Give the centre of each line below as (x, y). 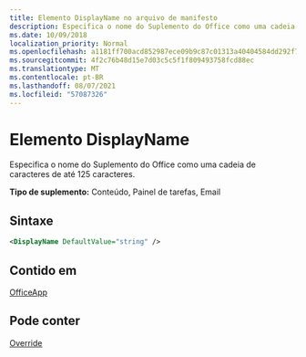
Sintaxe (31, 220)
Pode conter (45, 321)
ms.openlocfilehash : (49, 52)
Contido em (43, 270)
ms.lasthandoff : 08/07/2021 (63, 86)
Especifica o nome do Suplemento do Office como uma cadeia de (133, 164)
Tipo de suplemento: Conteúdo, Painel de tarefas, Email (115, 192)
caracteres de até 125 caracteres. (72, 174)
